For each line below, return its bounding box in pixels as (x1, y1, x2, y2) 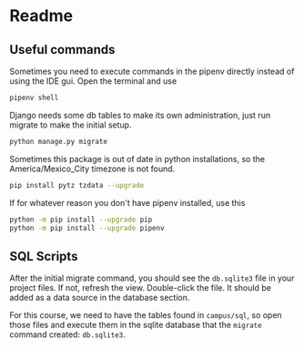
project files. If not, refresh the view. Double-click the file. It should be (9, 282, 271, 293)
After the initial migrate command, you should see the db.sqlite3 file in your (9, 272, 295, 283)
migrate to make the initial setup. (9, 119, 132, 130)
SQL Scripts (9, 248, 78, 264)
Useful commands (9, 42, 116, 57)
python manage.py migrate (9, 137, 107, 146)
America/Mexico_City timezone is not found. (9, 163, 176, 174)
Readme (9, 5, 74, 26)
